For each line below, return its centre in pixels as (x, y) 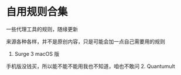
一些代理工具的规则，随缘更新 (42, 29)
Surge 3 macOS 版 (37, 53)
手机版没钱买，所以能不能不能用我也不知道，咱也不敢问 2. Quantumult (91, 66)
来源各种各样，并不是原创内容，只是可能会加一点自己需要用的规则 (86, 41)
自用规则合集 (37, 12)
